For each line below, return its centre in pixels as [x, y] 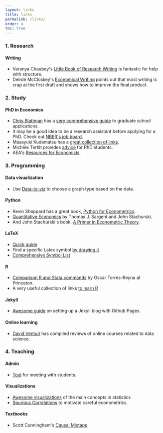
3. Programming [25, 165]
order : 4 [14, 24]
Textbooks [16, 414]
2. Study [16, 98]
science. [21, 338]
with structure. [27, 74]
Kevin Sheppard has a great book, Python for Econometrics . [74, 211]
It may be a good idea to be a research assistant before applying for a [84, 131]
